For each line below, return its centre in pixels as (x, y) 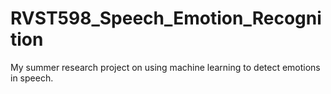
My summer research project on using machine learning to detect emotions (165, 67)
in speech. (32, 78)
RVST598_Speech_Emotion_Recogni (166, 18)
